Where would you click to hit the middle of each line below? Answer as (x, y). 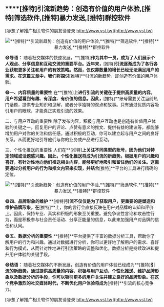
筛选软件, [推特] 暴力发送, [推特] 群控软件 (72, 18)
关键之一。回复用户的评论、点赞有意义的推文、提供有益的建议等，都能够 (86, 127)
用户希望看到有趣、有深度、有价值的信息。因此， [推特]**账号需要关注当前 (79, 98)
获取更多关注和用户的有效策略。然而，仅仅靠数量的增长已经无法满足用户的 (84, 69)
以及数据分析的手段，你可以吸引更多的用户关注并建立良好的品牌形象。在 (82, 277)
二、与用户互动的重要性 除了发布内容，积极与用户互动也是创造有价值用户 (78, 121)
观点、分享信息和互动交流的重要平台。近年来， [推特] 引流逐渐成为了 (77, 64)
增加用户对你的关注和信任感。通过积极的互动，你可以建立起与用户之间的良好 (82, 133)
